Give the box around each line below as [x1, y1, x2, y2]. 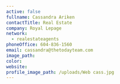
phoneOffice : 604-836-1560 [6, 42, 72, 48]
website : [6, 63, 28, 70]
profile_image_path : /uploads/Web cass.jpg [6, 69, 115, 75]
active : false [6, 8, 41, 15]
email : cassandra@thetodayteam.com [6, 47, 94, 53]
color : [6, 58, 22, 64]
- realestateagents [11, 36, 59, 42]
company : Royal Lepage [6, 25, 62, 31]
